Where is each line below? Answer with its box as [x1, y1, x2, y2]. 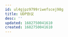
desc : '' [5, 16, 23, 21]
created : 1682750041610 [5, 25, 53, 30]
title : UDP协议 [5, 12, 34, 16]
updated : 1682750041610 [5, 20, 53, 25]
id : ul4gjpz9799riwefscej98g [5, 7, 64, 12]
